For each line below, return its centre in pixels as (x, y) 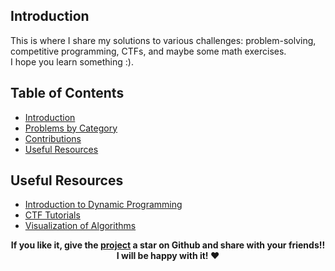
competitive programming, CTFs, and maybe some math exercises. (148, 51)
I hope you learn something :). (72, 61)
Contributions (53, 138)
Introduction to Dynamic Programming (103, 205)
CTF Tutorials (52, 215)
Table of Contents (67, 93)
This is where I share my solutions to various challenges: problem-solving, (163, 40)
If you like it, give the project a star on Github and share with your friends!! (168, 245)
